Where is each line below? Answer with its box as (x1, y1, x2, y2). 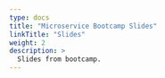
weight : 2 (9, 38, 46, 48)
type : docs (9, 13, 50, 22)
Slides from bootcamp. (17, 55, 102, 64)
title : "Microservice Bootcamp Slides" (9, 22, 158, 30)
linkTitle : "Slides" (9, 30, 87, 39)
